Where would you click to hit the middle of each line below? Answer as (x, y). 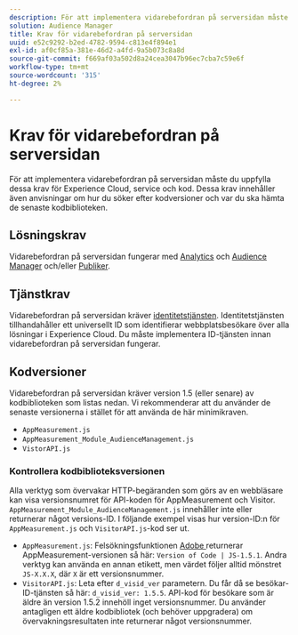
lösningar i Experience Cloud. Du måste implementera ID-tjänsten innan (140, 334)
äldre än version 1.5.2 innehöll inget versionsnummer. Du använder (144, 602)
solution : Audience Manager (61, 26)
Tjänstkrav (40, 294)
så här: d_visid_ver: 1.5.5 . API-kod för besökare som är (169, 593)
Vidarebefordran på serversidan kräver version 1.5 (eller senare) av (132, 393)
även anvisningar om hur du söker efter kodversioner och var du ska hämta (147, 197)
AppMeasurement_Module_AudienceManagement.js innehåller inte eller (131, 510)
